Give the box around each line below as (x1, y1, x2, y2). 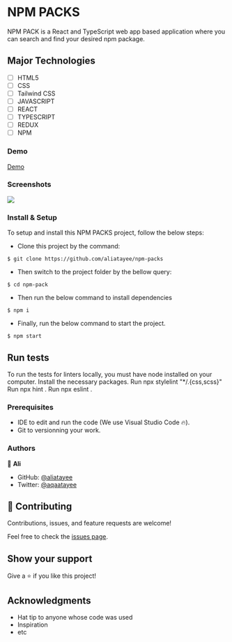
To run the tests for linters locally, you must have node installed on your (7, 370, 212, 378)
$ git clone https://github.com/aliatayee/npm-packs (7, 255, 164, 262)
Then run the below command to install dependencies (17, 294, 173, 302)
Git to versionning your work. (17, 426, 101, 435)
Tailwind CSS (17, 89, 56, 98)
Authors (7, 444, 36, 454)
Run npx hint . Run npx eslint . (7, 385, 93, 393)
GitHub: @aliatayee (17, 472, 73, 481)
